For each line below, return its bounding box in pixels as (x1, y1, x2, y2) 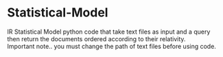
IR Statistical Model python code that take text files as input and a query (7, 27, 211, 36)
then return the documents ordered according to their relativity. (7, 34, 186, 43)
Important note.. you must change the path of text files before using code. (7, 42, 216, 50)
